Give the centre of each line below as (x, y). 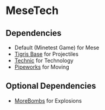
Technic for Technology (44, 60)
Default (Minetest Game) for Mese (57, 47)
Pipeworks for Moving (42, 67)
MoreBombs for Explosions (48, 100)
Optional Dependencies (51, 86)
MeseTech (32, 11)
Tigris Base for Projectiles (46, 54)
